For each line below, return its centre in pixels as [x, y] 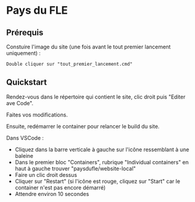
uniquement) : [23, 53]
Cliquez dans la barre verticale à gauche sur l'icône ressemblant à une [102, 149]
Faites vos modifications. [37, 115]
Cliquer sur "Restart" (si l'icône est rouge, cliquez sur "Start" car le [97, 181]
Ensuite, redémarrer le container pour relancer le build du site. [83, 126]
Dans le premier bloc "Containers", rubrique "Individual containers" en [102, 162]
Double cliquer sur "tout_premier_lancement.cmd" [70, 64]
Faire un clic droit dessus [46, 175]
